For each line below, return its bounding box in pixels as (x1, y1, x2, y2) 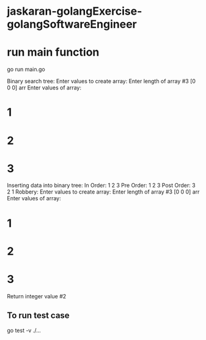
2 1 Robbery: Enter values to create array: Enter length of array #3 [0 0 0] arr (7, 188, 200, 195)
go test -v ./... (7, 327, 42, 334)
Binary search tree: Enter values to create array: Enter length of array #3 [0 (7, 78, 196, 85)
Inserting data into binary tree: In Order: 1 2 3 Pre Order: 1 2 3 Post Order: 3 (7, 182, 196, 189)
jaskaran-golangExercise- (7, 4, 142, 18)
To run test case (7, 311, 70, 321)
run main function (7, 45, 100, 59)
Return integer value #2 (7, 292, 67, 300)
